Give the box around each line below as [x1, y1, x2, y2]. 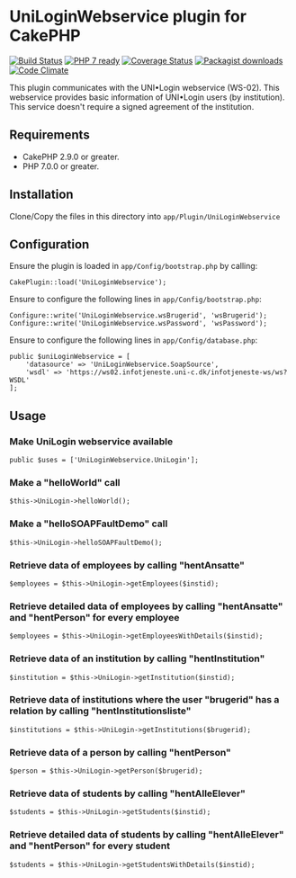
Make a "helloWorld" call [9, 476, 121, 488]
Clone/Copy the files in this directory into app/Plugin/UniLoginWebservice [9, 211, 281, 221]
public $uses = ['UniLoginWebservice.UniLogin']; [9, 456, 200, 465]
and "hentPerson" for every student [9, 839, 171, 852]
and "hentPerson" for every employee [9, 611, 180, 623]
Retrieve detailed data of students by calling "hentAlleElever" [9, 829, 285, 841]
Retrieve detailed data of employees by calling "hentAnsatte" [9, 600, 283, 613]
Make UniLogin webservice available [9, 435, 174, 447]
